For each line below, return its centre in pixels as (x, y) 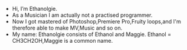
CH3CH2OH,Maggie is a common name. (62, 41)
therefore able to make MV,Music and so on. (67, 28)
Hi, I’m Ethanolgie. (34, 9)
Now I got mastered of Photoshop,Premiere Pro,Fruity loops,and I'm (97, 21)
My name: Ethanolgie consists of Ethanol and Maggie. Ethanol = (91, 34)
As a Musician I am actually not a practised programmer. (82, 15)
